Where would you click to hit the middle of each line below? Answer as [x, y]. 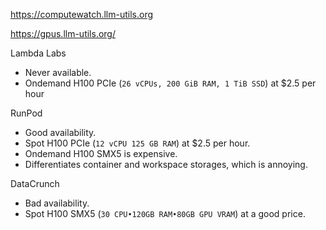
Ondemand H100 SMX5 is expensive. [101, 153]
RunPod [26, 113]
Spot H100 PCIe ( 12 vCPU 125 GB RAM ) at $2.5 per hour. [137, 143]
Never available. [58, 72]
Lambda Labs [38, 53]
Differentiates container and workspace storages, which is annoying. [166, 164]
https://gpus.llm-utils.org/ [63, 33]
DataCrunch [35, 183]
